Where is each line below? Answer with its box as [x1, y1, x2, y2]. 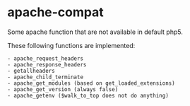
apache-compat [7, 4, 104, 20]
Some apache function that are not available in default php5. [7, 28, 184, 36]
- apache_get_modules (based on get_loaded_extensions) [7, 79, 175, 87]
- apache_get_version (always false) [7, 86, 119, 93]
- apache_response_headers [7, 61, 87, 68]
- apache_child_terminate [7, 73, 83, 81]
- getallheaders [7, 67, 55, 74]
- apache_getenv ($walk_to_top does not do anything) [7, 92, 170, 99]
